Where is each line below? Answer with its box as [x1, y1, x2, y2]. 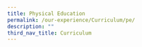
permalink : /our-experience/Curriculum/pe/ [7, 17, 136, 23]
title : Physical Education [7, 10, 86, 17]
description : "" [7, 23, 54, 30]
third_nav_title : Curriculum [7, 29, 92, 37]
